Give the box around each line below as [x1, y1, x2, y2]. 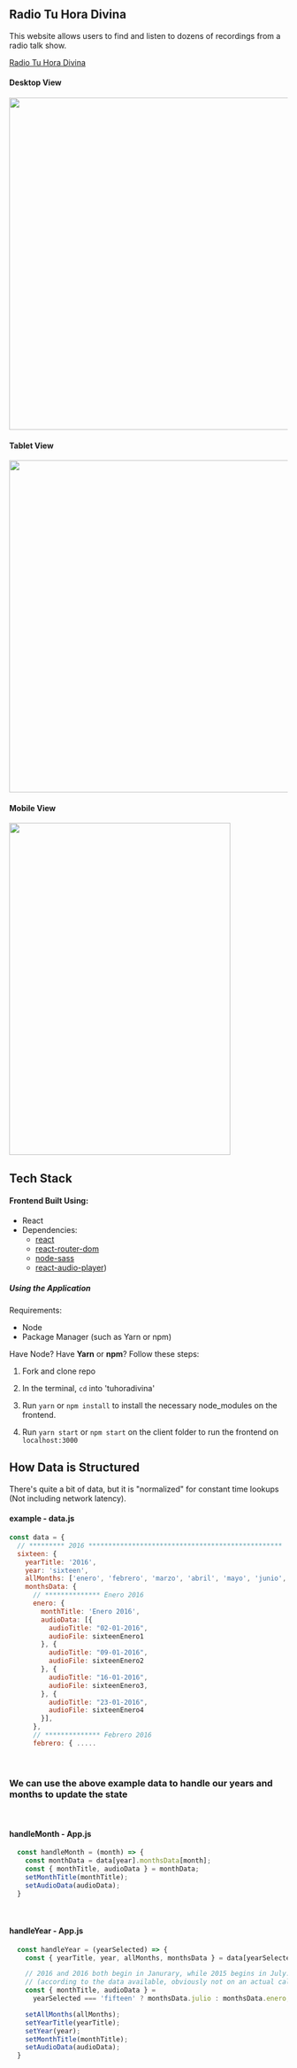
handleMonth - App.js [9, 1828, 92, 1839]
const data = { [9, 1533, 65, 1542]
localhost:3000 [21, 1436, 79, 1445]
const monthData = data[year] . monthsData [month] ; [25, 1856, 212, 1865]
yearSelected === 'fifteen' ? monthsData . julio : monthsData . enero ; [32, 1994, 291, 2003]
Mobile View [9, 802, 56, 813]
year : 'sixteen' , [25, 1566, 89, 1575]
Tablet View [9, 440, 55, 451]
